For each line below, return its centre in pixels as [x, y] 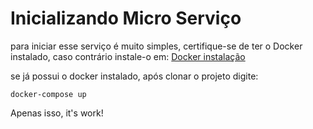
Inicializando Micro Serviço [126, 18]
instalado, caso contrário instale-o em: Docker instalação [128, 56]
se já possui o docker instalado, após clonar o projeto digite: [134, 76]
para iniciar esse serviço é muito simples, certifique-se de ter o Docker [156, 46]
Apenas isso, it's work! [57, 113]
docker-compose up [48, 94]
